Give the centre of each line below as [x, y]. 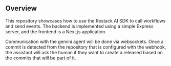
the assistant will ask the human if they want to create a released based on [84, 52]
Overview [21, 8]
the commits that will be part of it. [41, 58]
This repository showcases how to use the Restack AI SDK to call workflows [85, 20]
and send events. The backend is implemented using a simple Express [79, 26]
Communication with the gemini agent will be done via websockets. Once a [84, 41]
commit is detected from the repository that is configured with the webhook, [86, 47]
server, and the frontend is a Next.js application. [56, 31]
